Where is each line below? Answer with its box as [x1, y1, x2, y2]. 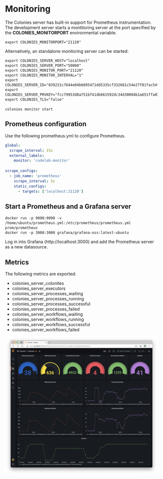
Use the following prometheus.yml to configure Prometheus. [5, 132, 126, 139]
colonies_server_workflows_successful [12, 322, 91, 328]
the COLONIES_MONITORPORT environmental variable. [5, 30, 117, 35]
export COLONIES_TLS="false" [5, 97, 64, 102]
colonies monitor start [5, 107, 53, 112]
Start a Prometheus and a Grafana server [5, 202, 131, 211]
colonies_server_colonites [12, 281, 64, 286]
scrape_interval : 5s [14, 179, 55, 183]
